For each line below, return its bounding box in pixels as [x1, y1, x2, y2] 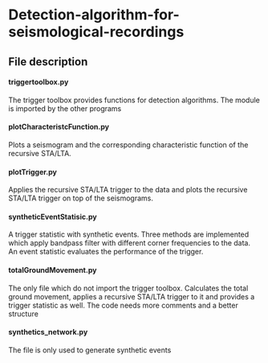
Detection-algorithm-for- [8, 6, 180, 24]
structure [8, 308, 39, 319]
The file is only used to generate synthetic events [8, 344, 172, 355]
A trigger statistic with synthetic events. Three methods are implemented [8, 229, 250, 239]
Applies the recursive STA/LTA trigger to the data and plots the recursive [8, 185, 248, 195]
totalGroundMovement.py [8, 265, 97, 274]
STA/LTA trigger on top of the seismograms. [8, 193, 154, 203]
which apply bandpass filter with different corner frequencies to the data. [8, 238, 251, 248]
